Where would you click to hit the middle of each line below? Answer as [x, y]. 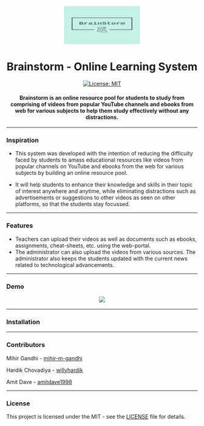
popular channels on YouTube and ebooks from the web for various [99, 166]
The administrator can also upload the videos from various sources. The [105, 252]
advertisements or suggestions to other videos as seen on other [95, 197]
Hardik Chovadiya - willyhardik [45, 370]
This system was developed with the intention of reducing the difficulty [104, 154]
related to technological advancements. [64, 264]
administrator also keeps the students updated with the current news [101, 258]
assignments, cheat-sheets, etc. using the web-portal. [83, 245]
